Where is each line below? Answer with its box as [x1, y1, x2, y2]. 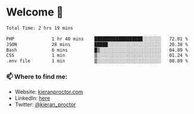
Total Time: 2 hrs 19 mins [6, 25, 73, 31]
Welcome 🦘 [6, 5, 64, 19]
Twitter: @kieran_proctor [14, 101, 76, 108]
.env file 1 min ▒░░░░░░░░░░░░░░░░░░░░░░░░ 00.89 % [6, 58, 188, 64]
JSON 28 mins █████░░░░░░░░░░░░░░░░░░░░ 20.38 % [6, 41, 188, 47]
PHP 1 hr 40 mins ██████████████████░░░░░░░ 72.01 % [6, 36, 188, 42]
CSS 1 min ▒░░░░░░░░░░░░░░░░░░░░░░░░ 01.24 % [6, 53, 188, 58]
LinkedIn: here [14, 95, 51, 102]
